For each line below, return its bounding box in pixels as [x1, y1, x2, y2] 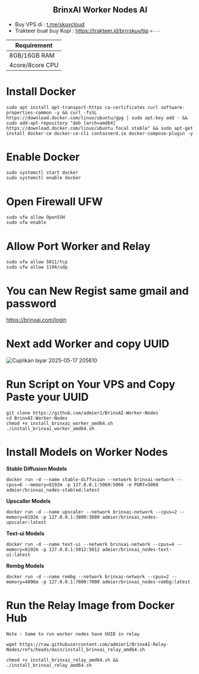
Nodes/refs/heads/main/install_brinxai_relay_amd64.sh [6, 647, 145, 653]
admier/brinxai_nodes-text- [102, 547, 172, 553]
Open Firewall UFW [6, 195, 103, 208]
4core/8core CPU [9, 61, 59, 69]
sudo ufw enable [6, 220, 46, 226]
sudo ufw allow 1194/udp [6, 264, 68, 270]
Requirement [15, 41, 53, 49]
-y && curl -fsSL [54, 110, 97, 116]
